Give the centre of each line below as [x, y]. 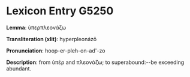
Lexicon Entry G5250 [60, 11]
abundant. [19, 68]
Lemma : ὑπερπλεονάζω [36, 27]
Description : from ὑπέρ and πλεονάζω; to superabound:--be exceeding [95, 62]
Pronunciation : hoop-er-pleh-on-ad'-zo [56, 50]
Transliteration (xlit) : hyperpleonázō [52, 39]
